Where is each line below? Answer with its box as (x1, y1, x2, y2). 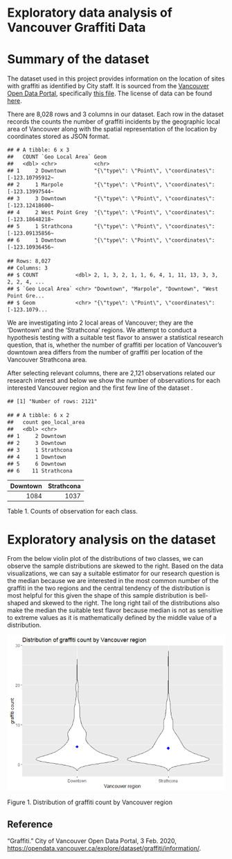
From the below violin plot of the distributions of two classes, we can (7, 555, 204, 563)
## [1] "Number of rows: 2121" (7, 398, 98, 405)
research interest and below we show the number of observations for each (7, 377, 220, 385)
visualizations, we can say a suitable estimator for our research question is (7, 569, 220, 578)
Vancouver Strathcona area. (7, 356, 87, 364)
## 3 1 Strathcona (7, 447, 73, 454)
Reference (7, 818, 53, 830)
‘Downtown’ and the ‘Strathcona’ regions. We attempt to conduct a (7, 326, 197, 334)
